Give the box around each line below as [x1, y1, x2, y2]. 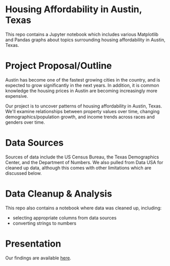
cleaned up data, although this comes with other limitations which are [5, 165, 152, 171]
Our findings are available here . [5, 255, 71, 261]
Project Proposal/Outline [5, 60, 112, 72]
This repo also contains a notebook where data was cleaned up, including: [5, 205, 162, 211]
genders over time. [5, 119, 45, 125]
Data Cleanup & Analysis [5, 188, 112, 199]
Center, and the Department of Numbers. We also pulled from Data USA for [5, 159, 163, 165]
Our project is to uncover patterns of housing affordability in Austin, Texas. [5, 103, 162, 109]
